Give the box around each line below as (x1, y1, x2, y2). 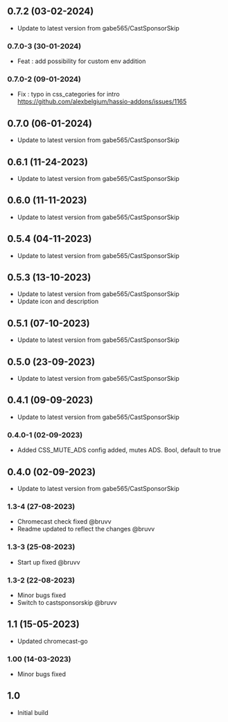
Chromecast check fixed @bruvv (17, 517, 112, 526)
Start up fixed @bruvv (17, 558, 81, 566)
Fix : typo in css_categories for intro (17, 90, 120, 98)
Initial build (17, 708, 49, 716)
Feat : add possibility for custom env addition (17, 57, 146, 65)
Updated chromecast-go (17, 637, 88, 645)
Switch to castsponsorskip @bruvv (17, 598, 117, 606)
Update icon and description (17, 298, 99, 306)
